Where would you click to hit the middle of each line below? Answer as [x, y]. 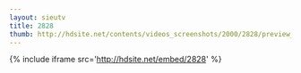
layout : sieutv [38, 17]
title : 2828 [31, 26]
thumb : [21, 34]
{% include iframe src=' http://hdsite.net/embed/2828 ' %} [116, 60]
